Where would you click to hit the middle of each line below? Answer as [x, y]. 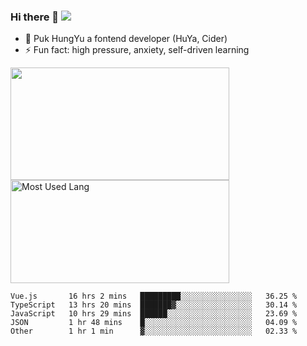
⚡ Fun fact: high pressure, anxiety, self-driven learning [137, 50]
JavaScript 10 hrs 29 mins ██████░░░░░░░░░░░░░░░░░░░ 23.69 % [154, 314]
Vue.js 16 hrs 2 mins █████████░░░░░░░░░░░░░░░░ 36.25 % [154, 296]
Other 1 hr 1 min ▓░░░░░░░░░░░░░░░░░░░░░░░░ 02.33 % [154, 331]
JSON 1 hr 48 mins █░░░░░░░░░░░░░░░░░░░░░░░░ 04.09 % [154, 323]
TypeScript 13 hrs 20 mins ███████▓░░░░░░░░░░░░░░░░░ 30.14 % [154, 305]
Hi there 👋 [35, 17]
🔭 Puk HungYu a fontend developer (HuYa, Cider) [126, 39]
